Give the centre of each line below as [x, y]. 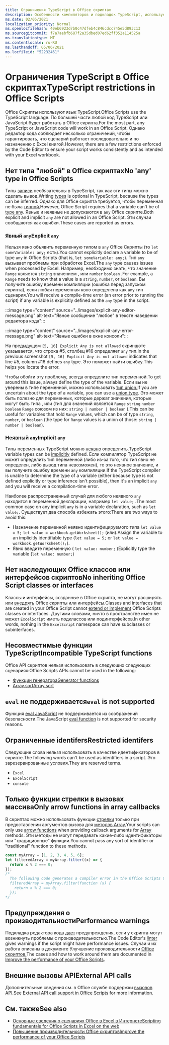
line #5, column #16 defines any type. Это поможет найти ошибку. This [79, 361]
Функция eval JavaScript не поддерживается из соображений [72, 714]
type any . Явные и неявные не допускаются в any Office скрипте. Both [79, 212]
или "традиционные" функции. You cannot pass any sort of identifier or [80, 840]
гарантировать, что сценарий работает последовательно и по [72, 139]
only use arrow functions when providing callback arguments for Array [78, 830]
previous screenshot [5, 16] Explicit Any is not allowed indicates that [81, 356]
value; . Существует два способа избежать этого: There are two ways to [81, 512]
